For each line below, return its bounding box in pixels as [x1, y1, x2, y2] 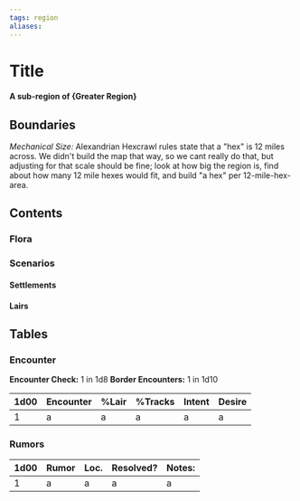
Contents [9, 205, 63, 222]
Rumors [9, 438, 45, 450]
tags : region [9, 13, 59, 23]
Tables [9, 326, 48, 342]
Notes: [166, 461, 196, 474]
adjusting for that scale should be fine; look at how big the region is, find [9, 160, 279, 172]
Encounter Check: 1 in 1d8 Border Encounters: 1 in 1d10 [9, 374, 219, 385]
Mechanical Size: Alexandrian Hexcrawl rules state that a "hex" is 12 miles [9, 141, 285, 152]
